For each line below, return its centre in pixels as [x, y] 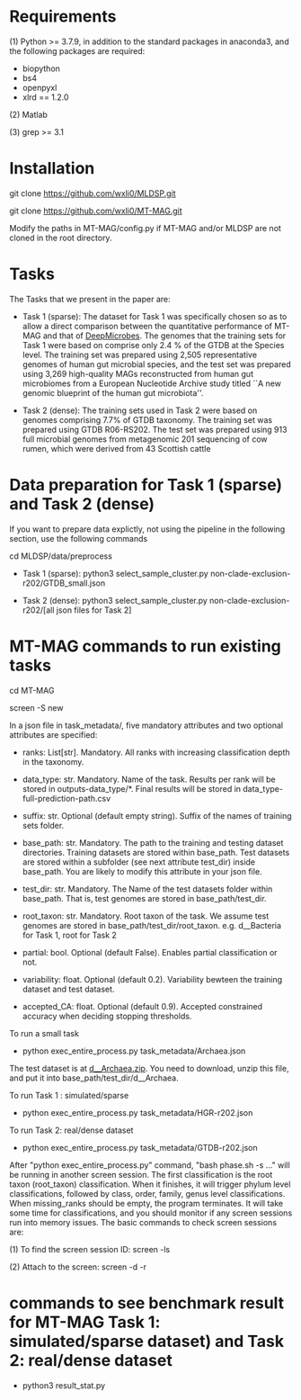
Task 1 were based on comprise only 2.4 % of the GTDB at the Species [153, 345]
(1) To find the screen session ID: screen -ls [90, 1249]
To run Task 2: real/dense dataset [71, 1130]
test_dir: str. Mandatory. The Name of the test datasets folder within [147, 889]
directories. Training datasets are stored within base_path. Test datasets [156, 852]
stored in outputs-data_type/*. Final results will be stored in [131, 788]
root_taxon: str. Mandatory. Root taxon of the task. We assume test [146, 916]
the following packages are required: [77, 50]
